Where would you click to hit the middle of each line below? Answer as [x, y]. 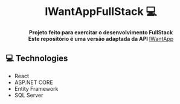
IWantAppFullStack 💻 [101, 12]
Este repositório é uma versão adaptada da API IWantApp [101, 38]
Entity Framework [36, 88]
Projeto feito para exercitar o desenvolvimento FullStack [101, 32]
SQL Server [29, 95]
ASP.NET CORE [34, 82]
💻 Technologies [37, 59]
